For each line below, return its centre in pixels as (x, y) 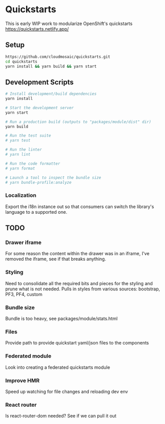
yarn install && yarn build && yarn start (51, 66)
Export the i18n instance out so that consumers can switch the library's (80, 206)
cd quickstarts (21, 61)
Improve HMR (22, 380)
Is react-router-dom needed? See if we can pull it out (61, 416)
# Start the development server (39, 108)
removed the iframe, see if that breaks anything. (56, 259)
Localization (21, 195)
